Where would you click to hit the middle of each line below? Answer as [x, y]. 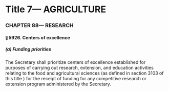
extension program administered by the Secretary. [58, 84]
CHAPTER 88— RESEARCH [39, 26]
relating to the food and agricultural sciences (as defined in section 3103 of [84, 73]
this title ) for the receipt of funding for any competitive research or [76, 78]
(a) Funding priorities [28, 49]
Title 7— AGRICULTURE [56, 9]
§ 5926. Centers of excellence [38, 37]
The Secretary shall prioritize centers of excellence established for [76, 62]
